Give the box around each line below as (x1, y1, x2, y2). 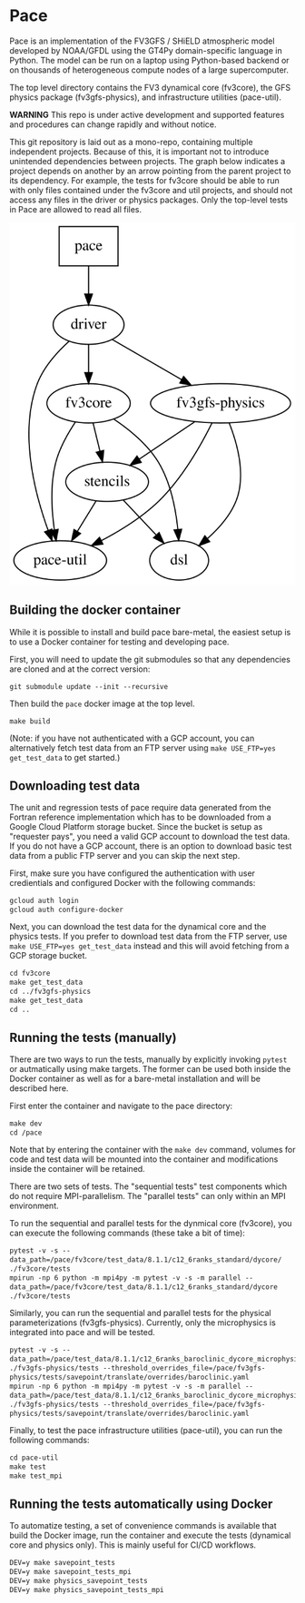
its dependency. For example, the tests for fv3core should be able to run (9, 174, 280, 186)
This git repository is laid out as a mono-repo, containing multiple (9, 136, 253, 147)
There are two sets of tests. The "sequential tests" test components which (9, 1181, 288, 1192)
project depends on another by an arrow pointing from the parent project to (9, 165, 291, 176)
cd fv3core (9, 969, 51, 979)
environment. (9, 1200, 59, 1212)
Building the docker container (9, 603, 182, 618)
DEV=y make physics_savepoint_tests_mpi (9, 1586, 165, 1595)
